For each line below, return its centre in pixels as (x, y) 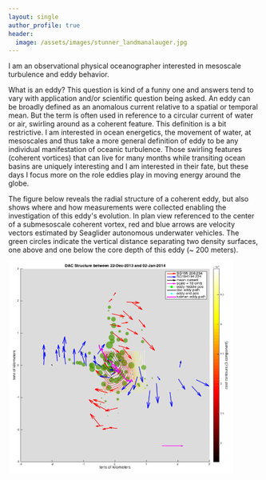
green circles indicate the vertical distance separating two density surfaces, (133, 242)
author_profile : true (44, 25)
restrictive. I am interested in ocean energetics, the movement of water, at (130, 133)
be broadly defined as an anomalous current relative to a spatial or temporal (133, 107)
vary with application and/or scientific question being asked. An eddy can (129, 98)
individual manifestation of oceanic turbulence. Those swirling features (125, 150)
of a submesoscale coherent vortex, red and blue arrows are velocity (122, 225)
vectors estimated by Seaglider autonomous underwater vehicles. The (124, 233)
